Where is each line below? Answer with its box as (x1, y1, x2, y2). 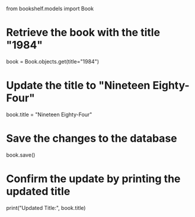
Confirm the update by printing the (6, 172, 181, 186)
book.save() (6, 151, 36, 158)
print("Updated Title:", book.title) (6, 204, 86, 211)
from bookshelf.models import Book (6, 5, 94, 12)
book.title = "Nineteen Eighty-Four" (6, 111, 92, 118)
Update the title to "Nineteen (6, 79, 151, 92)
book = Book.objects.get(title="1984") (6, 58, 100, 65)
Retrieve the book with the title (6, 26, 161, 39)
